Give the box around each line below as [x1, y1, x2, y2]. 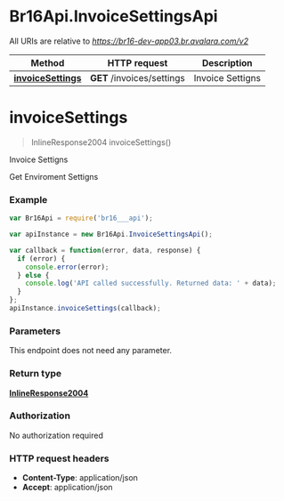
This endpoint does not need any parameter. [9, 345, 172, 356]
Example [9, 193, 48, 206]
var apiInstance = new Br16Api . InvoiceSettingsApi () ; [9, 230, 214, 239]
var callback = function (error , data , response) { [9, 246, 201, 255]
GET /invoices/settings [90, 71, 185, 84]
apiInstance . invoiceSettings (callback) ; [9, 304, 162, 313]
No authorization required [9, 430, 104, 440]
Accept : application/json [21, 482, 113, 493]
